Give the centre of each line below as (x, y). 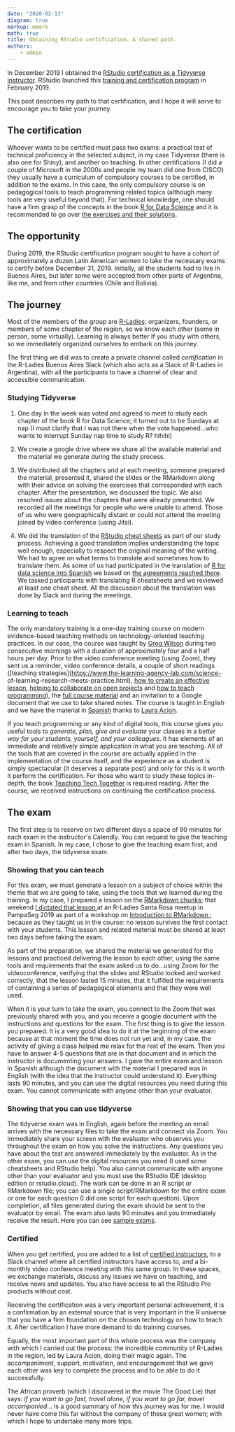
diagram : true (28, 20)
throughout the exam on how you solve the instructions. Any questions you (115, 1146)
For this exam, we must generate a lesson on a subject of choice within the (115, 885)
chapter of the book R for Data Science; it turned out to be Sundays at (118, 420)
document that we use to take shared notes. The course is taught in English (116, 702)
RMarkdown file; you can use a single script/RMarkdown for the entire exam (116, 1191)
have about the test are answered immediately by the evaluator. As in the (112, 1154)
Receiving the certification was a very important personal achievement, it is (116, 1305)
